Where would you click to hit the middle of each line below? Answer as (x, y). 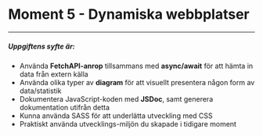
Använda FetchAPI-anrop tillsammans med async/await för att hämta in (136, 66)
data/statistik (40, 91)
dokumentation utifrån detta (65, 107)
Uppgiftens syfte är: (42, 46)
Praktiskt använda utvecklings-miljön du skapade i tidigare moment (128, 123)
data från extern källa (54, 74)
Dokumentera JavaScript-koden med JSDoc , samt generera (116, 98)
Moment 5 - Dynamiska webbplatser (129, 14)
